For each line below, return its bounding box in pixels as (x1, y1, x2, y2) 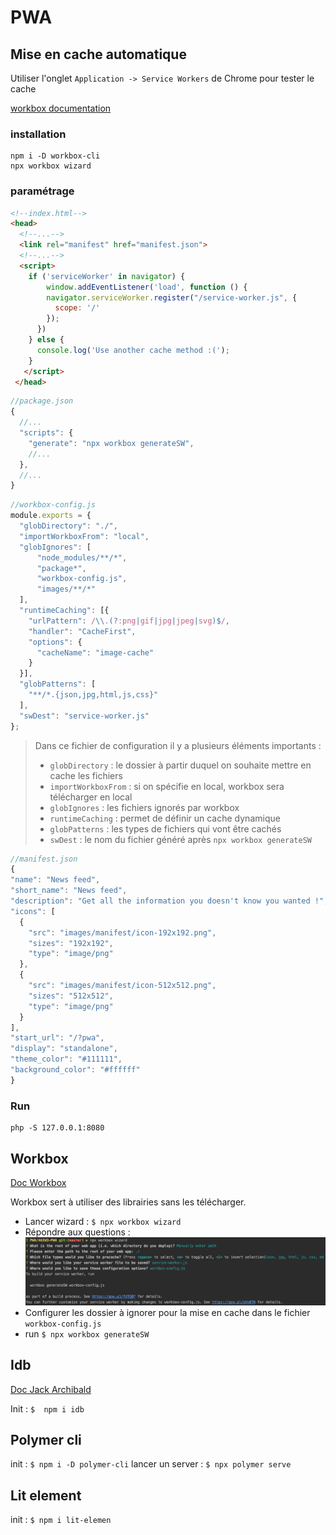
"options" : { (28, 637, 83, 647)
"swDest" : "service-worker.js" (19, 711, 150, 721)
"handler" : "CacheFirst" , (28, 626, 137, 636)
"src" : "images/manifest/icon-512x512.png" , (28, 981, 217, 991)
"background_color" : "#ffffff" (10, 1065, 141, 1075)
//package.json (10, 396, 74, 406)
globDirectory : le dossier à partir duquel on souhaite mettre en (49, 759, 312, 771)
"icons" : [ (10, 906, 56, 916)
